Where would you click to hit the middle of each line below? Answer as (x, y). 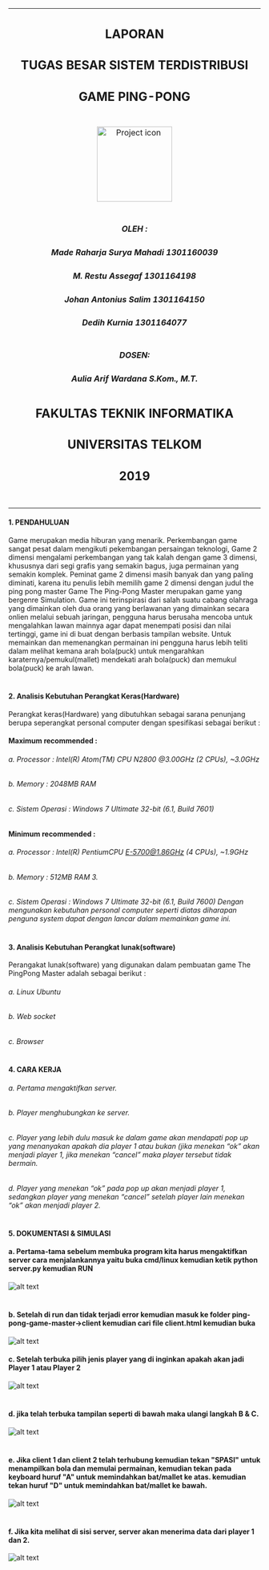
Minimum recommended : (52, 834)
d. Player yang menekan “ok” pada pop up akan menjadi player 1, (117, 1188)
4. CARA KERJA (35, 1070)
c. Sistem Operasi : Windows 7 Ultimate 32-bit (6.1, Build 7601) (111, 808)
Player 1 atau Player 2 (45, 1368)
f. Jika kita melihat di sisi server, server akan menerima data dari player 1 (131, 1532)
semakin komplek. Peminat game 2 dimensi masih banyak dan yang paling (131, 574)
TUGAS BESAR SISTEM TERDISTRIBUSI (134, 65)
